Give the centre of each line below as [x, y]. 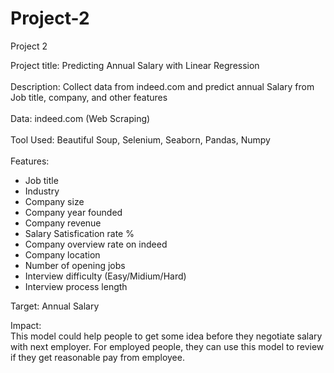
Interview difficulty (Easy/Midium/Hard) [105, 276]
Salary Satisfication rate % [79, 233]
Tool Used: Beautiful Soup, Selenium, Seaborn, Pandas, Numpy [140, 139]
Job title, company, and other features [89, 97]
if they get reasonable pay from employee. [97, 357]
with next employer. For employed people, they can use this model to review [167, 346]
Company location [62, 254]
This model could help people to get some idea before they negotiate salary [166, 336]
